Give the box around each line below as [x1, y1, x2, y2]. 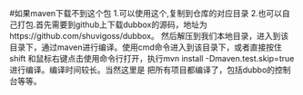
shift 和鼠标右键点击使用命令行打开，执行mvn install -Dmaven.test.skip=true [9, 53, 295, 63]
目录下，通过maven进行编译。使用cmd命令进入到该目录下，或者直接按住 [9, 42, 282, 52]
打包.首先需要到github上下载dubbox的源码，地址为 [16, 19, 207, 30]
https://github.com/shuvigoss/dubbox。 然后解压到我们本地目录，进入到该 [9, 31, 289, 41]
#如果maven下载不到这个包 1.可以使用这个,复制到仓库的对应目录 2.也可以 [9, 8, 283, 18]
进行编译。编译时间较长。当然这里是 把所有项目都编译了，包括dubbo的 [9, 64, 276, 75]
